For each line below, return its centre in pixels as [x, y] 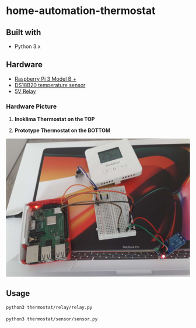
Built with [24, 32]
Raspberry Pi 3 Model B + [45, 79]
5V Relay [25, 91]
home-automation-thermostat [81, 11]
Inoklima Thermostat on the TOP [55, 119]
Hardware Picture [32, 106]
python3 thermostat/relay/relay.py [49, 307]
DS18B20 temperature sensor [50, 85]
